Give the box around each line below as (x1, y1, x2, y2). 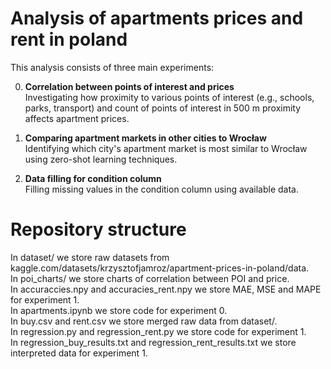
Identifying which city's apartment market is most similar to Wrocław (24, 142, 308, 154)
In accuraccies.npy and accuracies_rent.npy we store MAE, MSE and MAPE (10, 283, 322, 295)
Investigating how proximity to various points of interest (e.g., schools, (24, 91, 315, 103)
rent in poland (10, 28, 128, 51)
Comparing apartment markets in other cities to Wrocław (24, 132, 267, 144)
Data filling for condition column (24, 172, 162, 184)
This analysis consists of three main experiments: (10, 61, 215, 73)
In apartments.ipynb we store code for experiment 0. (10, 304, 228, 316)
